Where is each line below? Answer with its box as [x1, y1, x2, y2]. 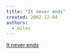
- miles [11, 25, 31, 31]
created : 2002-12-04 [6, 14, 58, 20]
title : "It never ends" [6, 8, 66, 15]
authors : [6, 20, 28, 26]
